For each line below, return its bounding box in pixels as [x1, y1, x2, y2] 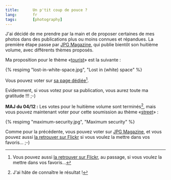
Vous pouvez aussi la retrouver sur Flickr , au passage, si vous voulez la [12, 154, 162, 160]
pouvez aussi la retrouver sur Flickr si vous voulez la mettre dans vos [5, 134, 150, 140]
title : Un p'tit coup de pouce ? [5, 7, 88, 13]
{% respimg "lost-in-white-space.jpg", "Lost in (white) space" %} [5, 67, 142, 73]
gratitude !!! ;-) [5, 93, 36, 99]
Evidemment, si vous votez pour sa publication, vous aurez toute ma [5, 87, 149, 94]
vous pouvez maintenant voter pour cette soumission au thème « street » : [5, 109, 159, 115]
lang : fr [5, 12, 38, 17]
